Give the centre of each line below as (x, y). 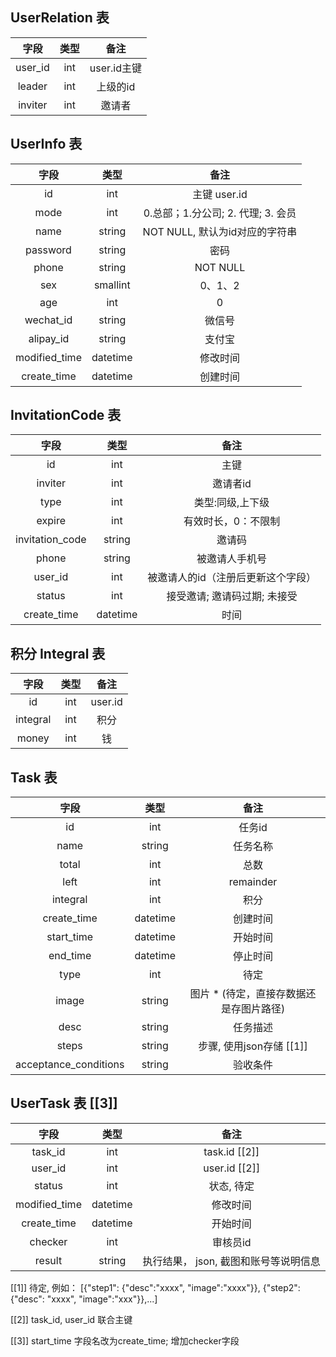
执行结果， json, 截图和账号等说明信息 (231, 1261)
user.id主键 (116, 68)
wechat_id (48, 320)
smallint (112, 285)
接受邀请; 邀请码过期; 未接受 (232, 596)
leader (32, 86)
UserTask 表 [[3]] (64, 1103)
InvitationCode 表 (66, 415)
